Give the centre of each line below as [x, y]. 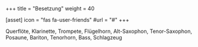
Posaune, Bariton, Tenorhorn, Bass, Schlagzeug [64, 37]
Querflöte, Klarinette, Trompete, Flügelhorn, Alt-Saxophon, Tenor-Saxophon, [99, 31]
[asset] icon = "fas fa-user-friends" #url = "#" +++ [68, 20]
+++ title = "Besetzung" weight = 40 [50, 9]
